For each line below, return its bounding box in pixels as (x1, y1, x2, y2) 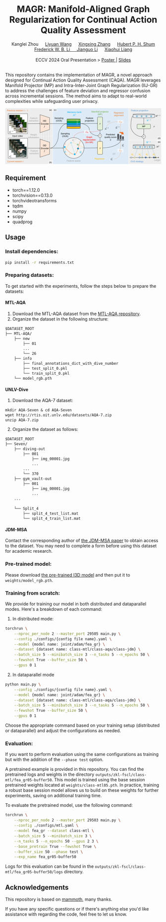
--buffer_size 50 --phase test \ (14, 849, 83, 854)
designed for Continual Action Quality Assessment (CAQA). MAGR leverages (5, 77, 161, 83)
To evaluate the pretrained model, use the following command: (5, 802, 133, 808)
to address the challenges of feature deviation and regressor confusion (5, 87, 151, 93)
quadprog (12, 219, 33, 225)
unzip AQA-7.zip (5, 418, 39, 423)
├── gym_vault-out (14, 476, 52, 482)
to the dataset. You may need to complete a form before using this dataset (5, 543, 157, 549)
